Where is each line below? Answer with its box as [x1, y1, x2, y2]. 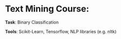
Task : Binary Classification [5, 19, 59, 25]
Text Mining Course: [5, 3, 89, 14]
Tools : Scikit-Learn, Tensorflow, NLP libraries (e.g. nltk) [5, 28, 117, 34]
